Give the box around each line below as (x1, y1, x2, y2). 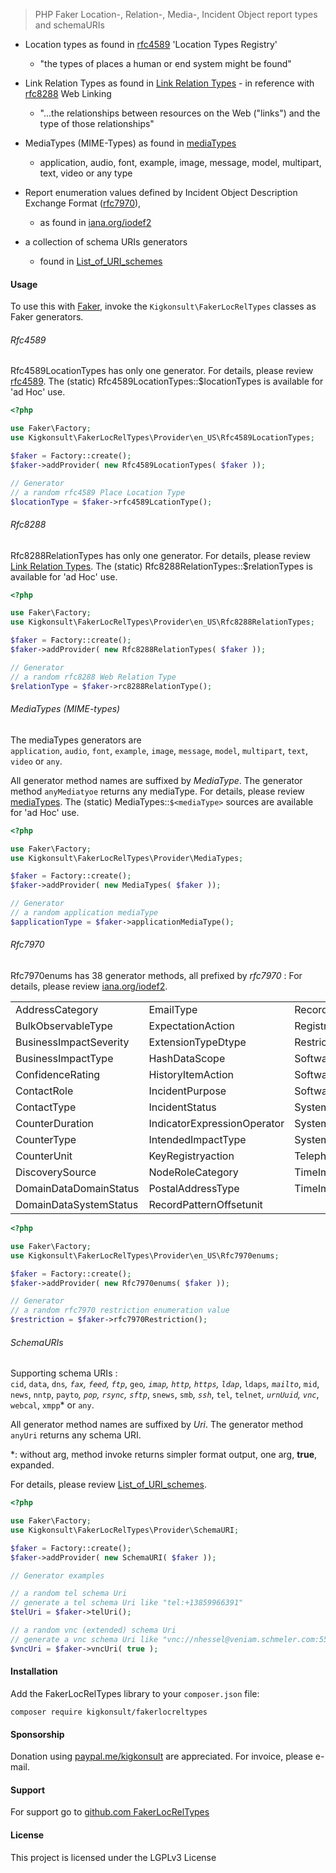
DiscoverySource (15, 1165, 97, 1179)
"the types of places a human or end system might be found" (39, 58, 292, 69)
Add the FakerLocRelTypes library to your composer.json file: (10, 1687, 260, 1699)
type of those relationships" (39, 118, 155, 129)
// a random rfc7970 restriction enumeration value (10, 1305, 230, 1316)
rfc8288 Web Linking (24, 88, 112, 99)
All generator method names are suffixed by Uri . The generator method (10, 1419, 304, 1431)
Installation (10, 1665, 58, 1678)
